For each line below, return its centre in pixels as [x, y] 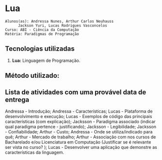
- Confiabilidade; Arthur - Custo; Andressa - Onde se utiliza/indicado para [79, 131]
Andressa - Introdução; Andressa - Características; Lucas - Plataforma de [79, 111]
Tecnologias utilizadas [40, 49]
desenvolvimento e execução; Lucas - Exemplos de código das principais [79, 116]
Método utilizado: [32, 76]
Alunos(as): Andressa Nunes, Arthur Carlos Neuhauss [59, 21]
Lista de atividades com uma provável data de [76, 92]
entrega [17, 100]
